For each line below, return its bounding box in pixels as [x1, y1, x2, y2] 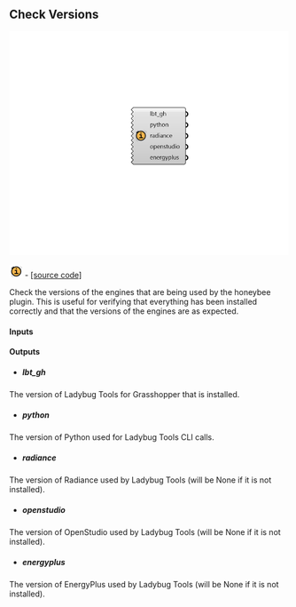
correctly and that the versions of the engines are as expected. [9, 306, 239, 316]
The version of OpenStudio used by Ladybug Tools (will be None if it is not [9, 527, 281, 538]
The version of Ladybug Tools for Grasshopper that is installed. [9, 389, 240, 400]
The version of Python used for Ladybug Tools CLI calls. [9, 432, 214, 443]
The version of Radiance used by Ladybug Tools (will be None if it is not [9, 475, 272, 485]
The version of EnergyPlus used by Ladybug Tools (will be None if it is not [9, 579, 279, 590]
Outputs [9, 347, 41, 357]
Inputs [9, 326, 34, 337]
